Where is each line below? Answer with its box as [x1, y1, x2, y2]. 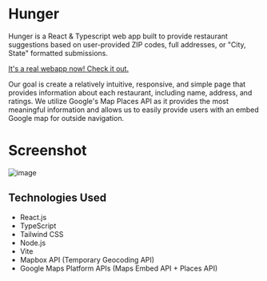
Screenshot [8, 142, 87, 160]
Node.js [19, 238, 46, 247]
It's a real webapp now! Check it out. [8, 63, 130, 73]
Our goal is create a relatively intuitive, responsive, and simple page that [8, 79, 246, 89]
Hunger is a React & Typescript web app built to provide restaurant [8, 31, 228, 41]
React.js [19, 212, 47, 222]
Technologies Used [8, 191, 106, 205]
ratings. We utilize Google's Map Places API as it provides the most [8, 96, 229, 106]
